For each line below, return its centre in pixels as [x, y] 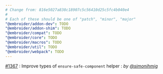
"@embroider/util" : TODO [31, 47]
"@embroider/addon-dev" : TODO [37, 24]
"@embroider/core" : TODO [31, 38]
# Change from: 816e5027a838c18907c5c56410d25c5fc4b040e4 [67, 10]
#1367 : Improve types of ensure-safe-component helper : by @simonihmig [81, 66]
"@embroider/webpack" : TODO [35, 51]
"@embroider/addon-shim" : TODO [38, 28]
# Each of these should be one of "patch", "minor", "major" [71, 19]
